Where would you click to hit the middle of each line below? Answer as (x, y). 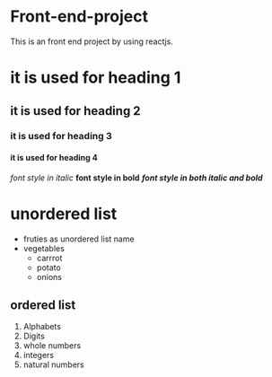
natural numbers (53, 364)
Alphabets (42, 327)
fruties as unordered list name (79, 239)
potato (48, 267)
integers (39, 355)
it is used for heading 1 (96, 78)
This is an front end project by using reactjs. (92, 41)
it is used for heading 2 (76, 111)
